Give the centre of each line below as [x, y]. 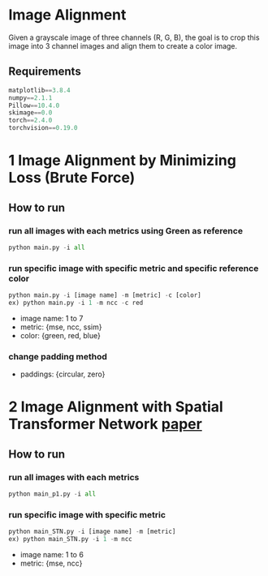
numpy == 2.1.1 [30, 98]
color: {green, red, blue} [61, 335]
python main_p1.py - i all [52, 494]
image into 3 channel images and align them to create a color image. [123, 45]
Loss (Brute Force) [72, 178]
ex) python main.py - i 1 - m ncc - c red [76, 303]
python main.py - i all [47, 247]
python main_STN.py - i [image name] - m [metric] [92, 532]
